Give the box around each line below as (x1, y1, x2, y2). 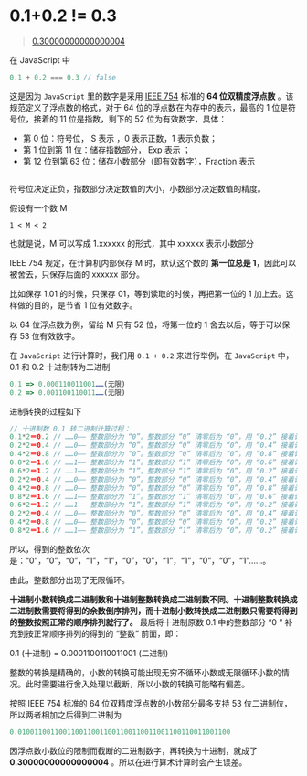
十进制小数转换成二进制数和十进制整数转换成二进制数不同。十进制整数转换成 (9, 593, 298, 604)
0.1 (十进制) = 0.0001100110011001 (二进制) (9, 647, 169, 658)
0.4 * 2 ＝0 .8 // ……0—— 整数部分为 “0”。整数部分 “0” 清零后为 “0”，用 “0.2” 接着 (9, 517, 295, 526)
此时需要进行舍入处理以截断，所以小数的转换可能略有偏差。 (25, 678, 249, 689)
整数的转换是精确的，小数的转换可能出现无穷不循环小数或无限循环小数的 (9, 666, 281, 677)
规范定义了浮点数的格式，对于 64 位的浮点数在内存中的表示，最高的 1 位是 (9, 101, 289, 112)
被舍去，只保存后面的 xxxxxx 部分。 (9, 269, 144, 280)
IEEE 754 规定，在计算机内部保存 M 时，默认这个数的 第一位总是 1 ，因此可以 (9, 257, 297, 268)
